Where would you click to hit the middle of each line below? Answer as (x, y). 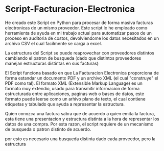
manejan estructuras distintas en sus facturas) (52, 63)
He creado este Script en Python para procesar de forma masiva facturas (79, 23)
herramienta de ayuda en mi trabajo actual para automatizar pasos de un (78, 33)
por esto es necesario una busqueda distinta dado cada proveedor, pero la (80, 139)
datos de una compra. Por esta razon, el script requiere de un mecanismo (79, 124)
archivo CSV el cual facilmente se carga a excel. (54, 43)
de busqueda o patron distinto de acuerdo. (48, 129)
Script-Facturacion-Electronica (70, 9)
